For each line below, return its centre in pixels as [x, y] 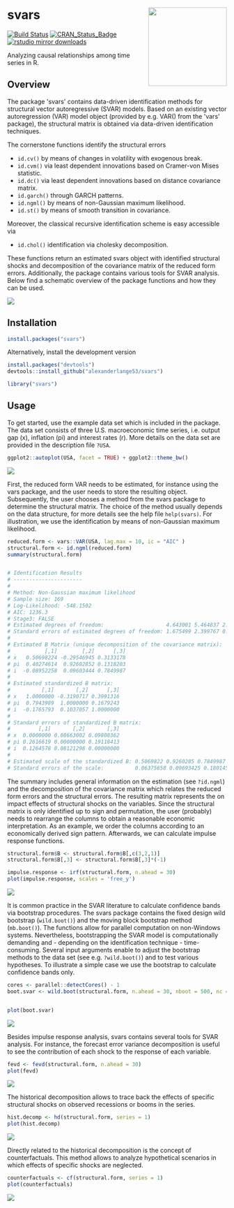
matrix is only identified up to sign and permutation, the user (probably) [110, 811]
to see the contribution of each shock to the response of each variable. [109, 1052]
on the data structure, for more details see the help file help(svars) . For [110, 514]
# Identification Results [45, 573]
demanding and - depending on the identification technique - [95, 942]
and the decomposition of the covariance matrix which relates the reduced [114, 788]
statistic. [30, 173]
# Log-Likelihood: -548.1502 [49, 605]
